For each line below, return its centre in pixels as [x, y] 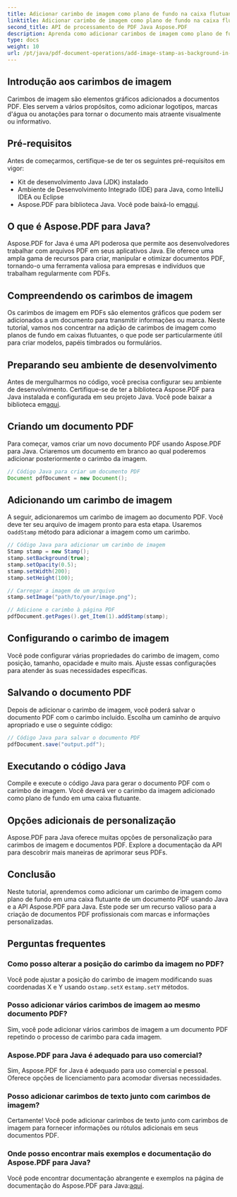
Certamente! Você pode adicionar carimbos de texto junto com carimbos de [118, 1121]
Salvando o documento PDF [69, 693]
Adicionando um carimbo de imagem [90, 500]
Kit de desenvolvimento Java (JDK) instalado [83, 181]
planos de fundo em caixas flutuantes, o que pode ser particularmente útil [115, 335]
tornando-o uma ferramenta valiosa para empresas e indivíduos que [107, 266]
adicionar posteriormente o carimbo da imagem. [78, 458]
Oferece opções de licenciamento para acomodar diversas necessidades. [115, 1078]
